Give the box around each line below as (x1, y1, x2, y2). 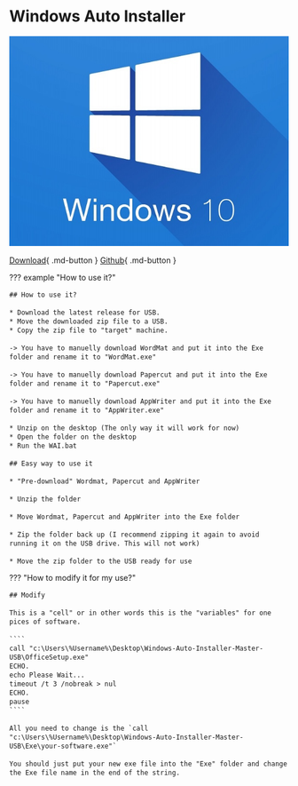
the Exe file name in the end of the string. (9, 768, 180, 778)
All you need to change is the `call (9, 724, 149, 734)
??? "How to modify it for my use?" (9, 573, 136, 584)
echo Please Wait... (9, 671, 86, 680)
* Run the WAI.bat (9, 441, 77, 450)
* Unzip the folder (9, 495, 82, 504)
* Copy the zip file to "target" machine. (9, 326, 169, 335)
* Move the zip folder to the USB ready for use (9, 557, 192, 566)
